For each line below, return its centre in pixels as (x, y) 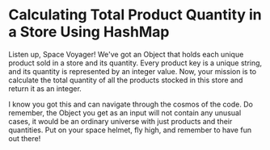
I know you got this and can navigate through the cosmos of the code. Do (131, 104)
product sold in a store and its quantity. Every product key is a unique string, (135, 63)
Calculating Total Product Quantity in (135, 15)
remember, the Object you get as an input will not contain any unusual (125, 112)
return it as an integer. (45, 88)
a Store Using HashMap (89, 32)
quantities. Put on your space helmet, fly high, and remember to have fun (130, 130)
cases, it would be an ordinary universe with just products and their (120, 121)
